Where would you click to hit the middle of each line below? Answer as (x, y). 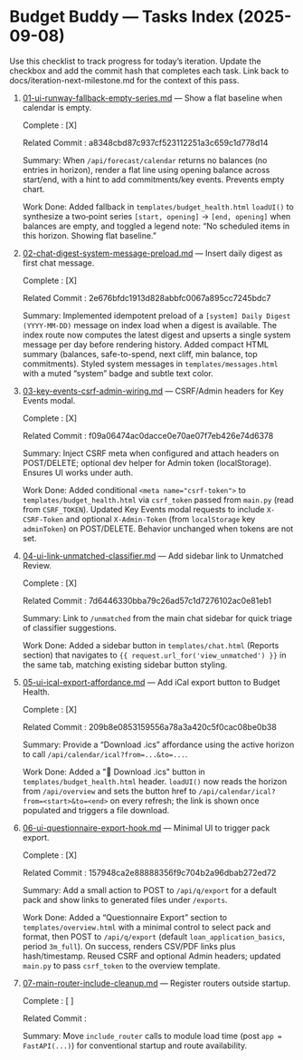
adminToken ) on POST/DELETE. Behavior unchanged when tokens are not (158, 529)
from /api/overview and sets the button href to (109, 791)
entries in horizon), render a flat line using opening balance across (146, 170)
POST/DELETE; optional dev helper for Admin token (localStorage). (147, 462)
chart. (33, 189)
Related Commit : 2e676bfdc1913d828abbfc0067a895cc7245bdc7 (147, 297)
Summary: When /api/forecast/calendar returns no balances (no (145, 160)
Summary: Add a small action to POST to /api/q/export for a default (150, 890)
